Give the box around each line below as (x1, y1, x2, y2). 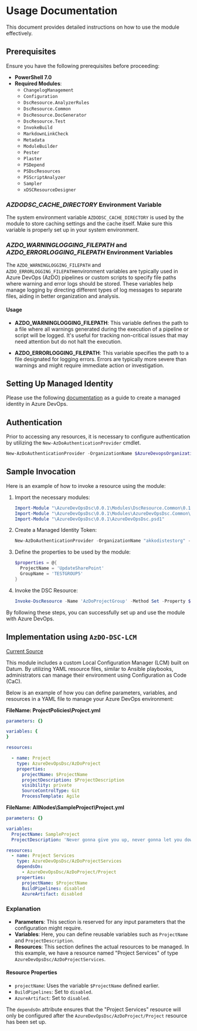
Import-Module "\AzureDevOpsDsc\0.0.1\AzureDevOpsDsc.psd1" (14, 516, 165, 522)
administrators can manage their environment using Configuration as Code (6, 671, 186, 679)
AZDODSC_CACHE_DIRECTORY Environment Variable (6, 201, 162, 209)
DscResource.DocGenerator (23, 112, 87, 118)
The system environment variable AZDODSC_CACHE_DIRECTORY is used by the (6, 214, 184, 221)
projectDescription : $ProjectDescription (21, 777, 125, 783)
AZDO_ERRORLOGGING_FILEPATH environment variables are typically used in (6, 268, 178, 275)
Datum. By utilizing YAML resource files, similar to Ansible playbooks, (6, 665, 174, 672)
